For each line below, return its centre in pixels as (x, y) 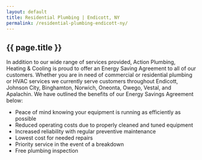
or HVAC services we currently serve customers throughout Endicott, (92, 82)
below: (14, 101)
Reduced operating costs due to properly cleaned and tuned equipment (104, 125)
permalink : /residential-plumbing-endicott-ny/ (67, 23)
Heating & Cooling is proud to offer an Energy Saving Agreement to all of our (101, 69)
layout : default (27, 12)
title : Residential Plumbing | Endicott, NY (63, 18)
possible (26, 119)
